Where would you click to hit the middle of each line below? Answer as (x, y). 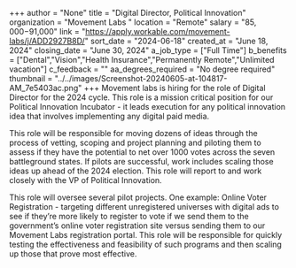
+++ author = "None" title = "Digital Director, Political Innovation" (128, 13)
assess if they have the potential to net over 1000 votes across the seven (142, 152)
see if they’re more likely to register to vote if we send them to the (129, 216)
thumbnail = (31, 78)
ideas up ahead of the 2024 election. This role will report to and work (136, 171)
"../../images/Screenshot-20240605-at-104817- (141, 78)
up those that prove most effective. (73, 254)
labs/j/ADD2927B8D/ (47, 41)
